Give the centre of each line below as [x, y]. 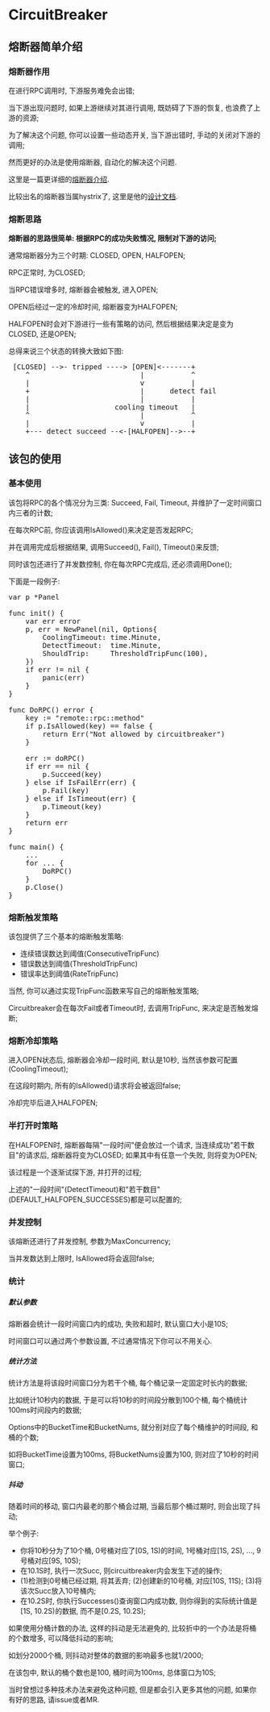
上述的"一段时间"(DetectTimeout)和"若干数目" [85, 1189]
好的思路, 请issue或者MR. [57, 1699]
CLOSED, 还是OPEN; [42, 334]
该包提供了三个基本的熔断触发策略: [66, 937]
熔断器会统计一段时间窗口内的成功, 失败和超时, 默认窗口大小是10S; [118, 1323]
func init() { [36, 613]
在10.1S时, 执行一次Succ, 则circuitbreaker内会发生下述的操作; [121, 1570]
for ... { [45, 863]
